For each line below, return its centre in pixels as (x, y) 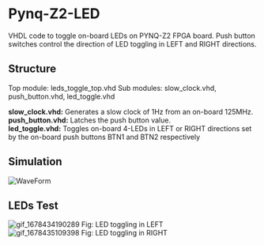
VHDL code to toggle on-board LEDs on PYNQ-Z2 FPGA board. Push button (132, 36)
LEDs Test (33, 205)
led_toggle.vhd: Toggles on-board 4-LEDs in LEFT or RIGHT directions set (130, 128)
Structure (32, 69)
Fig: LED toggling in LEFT (123, 224)
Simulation (35, 162)
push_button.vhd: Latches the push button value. (90, 120)
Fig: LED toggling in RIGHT (124, 233)
